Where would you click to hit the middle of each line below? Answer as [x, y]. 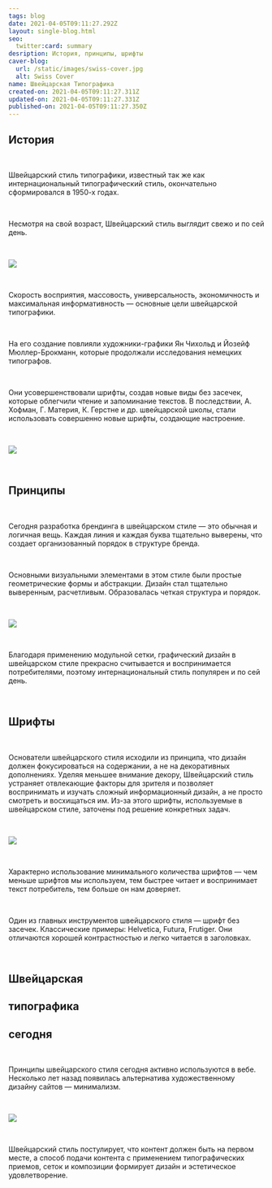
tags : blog [27, 16]
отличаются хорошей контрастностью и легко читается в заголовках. [130, 938]
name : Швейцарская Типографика [61, 84]
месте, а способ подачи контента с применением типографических [127, 1158]
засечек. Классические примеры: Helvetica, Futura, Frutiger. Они [121, 929]
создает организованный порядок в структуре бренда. [104, 543]
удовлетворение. [38, 1175]
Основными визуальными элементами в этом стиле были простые [125, 575]
